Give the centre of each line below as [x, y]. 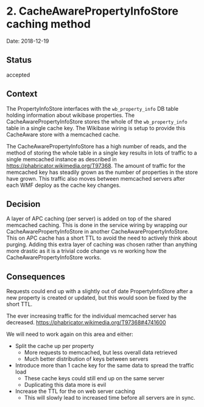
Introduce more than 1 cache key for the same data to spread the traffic [104, 366]
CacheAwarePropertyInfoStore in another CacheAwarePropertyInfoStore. [98, 232]
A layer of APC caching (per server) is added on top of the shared [89, 219]
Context [22, 94]
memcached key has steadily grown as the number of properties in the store [102, 172]
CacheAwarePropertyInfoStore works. [54, 257]
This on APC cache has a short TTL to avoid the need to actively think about [102, 238]
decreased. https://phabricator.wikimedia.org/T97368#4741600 [86, 322]
